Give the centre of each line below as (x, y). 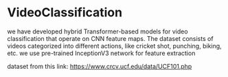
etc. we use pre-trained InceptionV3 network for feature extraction (101, 53)
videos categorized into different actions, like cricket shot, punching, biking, (114, 46)
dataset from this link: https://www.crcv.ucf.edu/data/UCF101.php (100, 66)
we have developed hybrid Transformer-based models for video (98, 31)
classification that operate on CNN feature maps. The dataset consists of (111, 38)
